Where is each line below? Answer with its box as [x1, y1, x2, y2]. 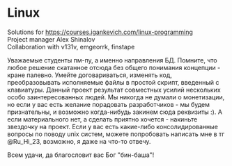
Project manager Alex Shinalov [7, 35, 95, 43]
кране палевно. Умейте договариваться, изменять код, [7, 71, 173, 79]
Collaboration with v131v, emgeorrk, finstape [7, 42, 135, 51]
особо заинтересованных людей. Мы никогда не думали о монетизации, [7, 92, 225, 101]
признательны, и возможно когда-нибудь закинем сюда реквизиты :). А [7, 108, 223, 116]
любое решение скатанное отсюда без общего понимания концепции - [7, 63, 221, 72]
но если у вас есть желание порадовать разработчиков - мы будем [7, 100, 210, 108]
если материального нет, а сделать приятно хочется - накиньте [7, 115, 198, 123]
